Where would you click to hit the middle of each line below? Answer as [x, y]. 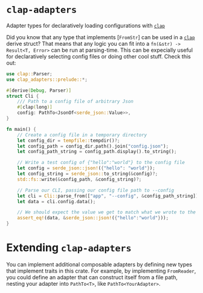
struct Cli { [23, 96]
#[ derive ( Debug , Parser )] [39, 90]
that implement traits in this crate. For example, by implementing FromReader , [101, 271]
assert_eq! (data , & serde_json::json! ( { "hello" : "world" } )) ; [93, 218]
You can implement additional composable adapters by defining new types [99, 264]
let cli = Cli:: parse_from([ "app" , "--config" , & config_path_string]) [108, 196]
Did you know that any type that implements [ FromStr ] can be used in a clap [101, 37]
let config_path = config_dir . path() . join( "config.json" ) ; [93, 146]
